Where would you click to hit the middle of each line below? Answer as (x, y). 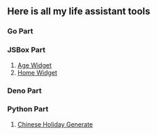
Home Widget (37, 72)
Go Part (20, 31)
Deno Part (24, 90)
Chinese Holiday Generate (55, 124)
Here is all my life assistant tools (79, 11)
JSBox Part (27, 50)
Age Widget (35, 65)
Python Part (28, 109)
